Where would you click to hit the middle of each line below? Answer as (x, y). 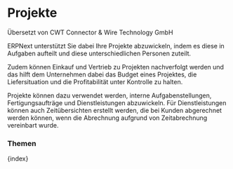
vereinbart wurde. (33, 125)
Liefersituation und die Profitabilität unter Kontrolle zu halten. (95, 81)
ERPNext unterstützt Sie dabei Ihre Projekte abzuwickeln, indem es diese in (116, 46)
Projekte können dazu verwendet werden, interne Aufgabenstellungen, (109, 95)
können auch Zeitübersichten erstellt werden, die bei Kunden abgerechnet (115, 110)
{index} (18, 158)
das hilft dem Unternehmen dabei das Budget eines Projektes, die (102, 74)
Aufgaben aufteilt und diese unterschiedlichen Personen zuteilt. (99, 53)
